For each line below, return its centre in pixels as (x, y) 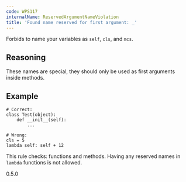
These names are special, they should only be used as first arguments (91, 71)
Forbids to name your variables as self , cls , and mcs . (70, 39)
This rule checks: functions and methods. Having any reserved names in (93, 156)
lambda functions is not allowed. (44, 162)
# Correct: (19, 109)
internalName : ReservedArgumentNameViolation (62, 17)
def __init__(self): (42, 120)
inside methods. (25, 78)
